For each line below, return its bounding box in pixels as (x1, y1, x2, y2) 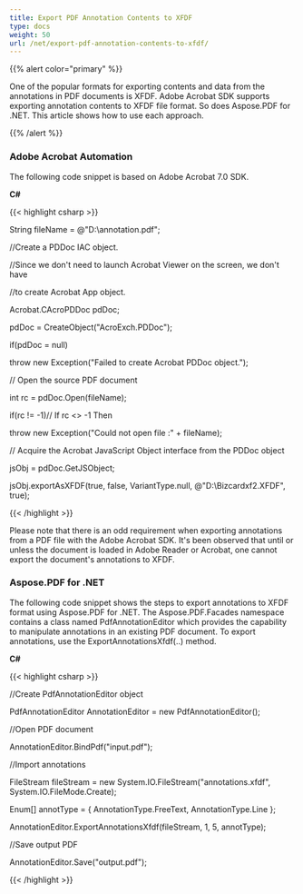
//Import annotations (9, 759, 86, 770)
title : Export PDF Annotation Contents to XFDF (9, 13, 193, 23)
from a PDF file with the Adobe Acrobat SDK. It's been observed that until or (9, 534, 294, 545)
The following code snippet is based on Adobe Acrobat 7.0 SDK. (9, 171, 249, 182)
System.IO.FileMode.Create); (9, 786, 117, 797)
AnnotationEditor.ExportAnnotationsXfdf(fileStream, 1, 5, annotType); (9, 821, 267, 832)
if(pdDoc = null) (9, 339, 68, 350)
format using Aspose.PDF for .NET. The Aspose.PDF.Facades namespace (9, 606, 285, 618)
